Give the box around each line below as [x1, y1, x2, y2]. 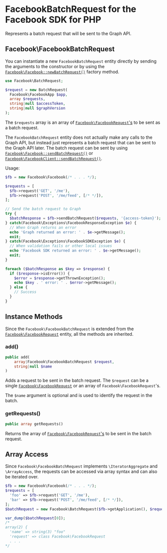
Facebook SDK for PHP [5, 14, 101, 25]
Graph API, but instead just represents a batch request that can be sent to [5, 139, 156, 145]
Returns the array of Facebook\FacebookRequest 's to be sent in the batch [5, 430, 152, 436]
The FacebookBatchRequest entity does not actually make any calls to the [5, 134, 153, 140]
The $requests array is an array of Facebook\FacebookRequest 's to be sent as [5, 119, 161, 125]
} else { [9, 285, 28, 290]
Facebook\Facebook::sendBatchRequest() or [5, 150, 93, 156]
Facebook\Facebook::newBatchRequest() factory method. [5, 69, 119, 75]
